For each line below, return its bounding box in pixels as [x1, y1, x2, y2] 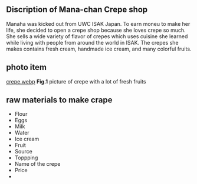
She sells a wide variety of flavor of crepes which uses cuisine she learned [6, 32, 188, 40]
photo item [6, 62, 47, 72]
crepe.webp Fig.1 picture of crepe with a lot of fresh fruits [6, 78, 146, 85]
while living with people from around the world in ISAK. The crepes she [6, 39, 179, 46]
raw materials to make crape [6, 95, 113, 105]
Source [14, 148, 32, 155]
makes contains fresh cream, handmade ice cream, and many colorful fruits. [6, 45, 192, 52]
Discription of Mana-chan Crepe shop [6, 5, 148, 15]
